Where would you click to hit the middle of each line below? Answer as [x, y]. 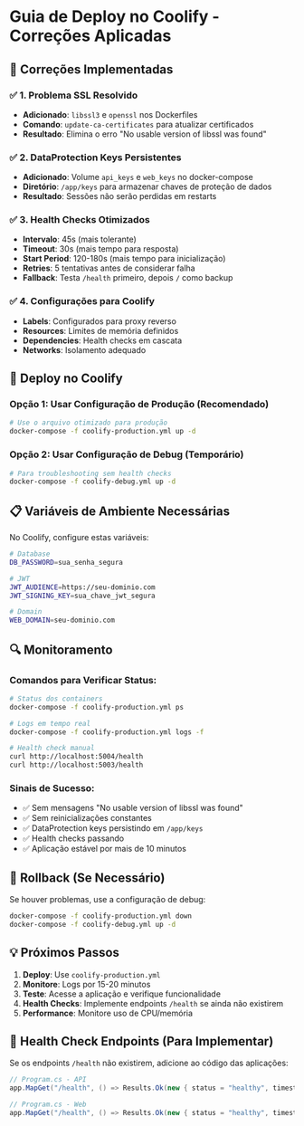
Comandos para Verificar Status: [83, 680]
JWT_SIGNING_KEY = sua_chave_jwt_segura [82, 596]
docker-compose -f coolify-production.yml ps [96, 707]
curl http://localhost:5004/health [76, 757]
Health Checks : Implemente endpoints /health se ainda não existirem [153, 1003]
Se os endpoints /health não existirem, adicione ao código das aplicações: [149, 1063]
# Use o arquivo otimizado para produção [89, 423]
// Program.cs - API [48, 1080]
